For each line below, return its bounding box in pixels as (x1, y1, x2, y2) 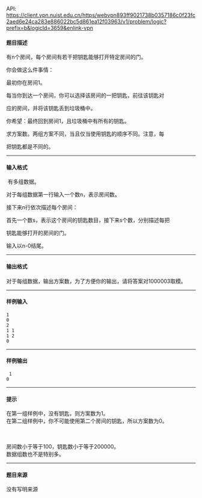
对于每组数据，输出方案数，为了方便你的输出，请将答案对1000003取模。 (6, 277, 186, 285)
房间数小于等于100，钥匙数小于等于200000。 (6, 443, 120, 450)
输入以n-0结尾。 (6, 242, 47, 250)
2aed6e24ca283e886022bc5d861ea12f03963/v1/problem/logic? (6, 18, 167, 25)
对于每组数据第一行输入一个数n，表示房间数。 (6, 191, 120, 198)
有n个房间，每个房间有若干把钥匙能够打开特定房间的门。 (6, 54, 147, 61)
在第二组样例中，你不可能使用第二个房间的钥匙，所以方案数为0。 (6, 417, 168, 424)
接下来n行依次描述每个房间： (6, 204, 78, 211)
